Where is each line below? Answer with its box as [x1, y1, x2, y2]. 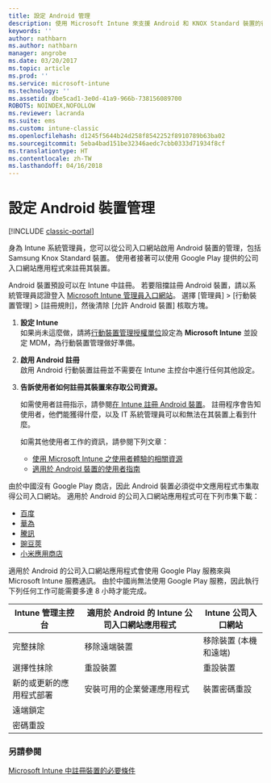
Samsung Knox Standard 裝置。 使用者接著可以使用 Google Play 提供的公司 [8, 253, 259, 263]
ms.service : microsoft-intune [8, 79, 110, 87]
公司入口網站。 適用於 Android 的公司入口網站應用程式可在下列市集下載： [15, 492, 260, 501]
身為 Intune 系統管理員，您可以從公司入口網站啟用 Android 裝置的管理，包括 [8, 243, 261, 253]
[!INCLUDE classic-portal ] [8, 227, 94, 237]
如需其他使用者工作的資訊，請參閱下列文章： [19, 437, 169, 446]
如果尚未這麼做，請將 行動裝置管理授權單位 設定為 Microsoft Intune [19, 328, 242, 337]
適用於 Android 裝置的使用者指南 [31, 464, 141, 474]
